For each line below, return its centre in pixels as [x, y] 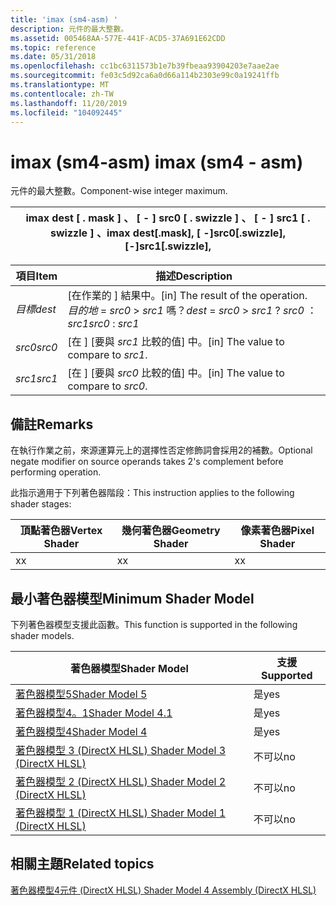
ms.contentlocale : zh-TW [62, 94]
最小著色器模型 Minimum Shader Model [132, 598]
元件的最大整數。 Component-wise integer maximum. [119, 191]
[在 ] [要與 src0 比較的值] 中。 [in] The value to [176, 373]
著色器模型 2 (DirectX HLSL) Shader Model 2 [120, 781]
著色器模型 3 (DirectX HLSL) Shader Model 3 [120, 750]
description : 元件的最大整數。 [69, 29]
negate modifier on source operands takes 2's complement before [147, 462]
